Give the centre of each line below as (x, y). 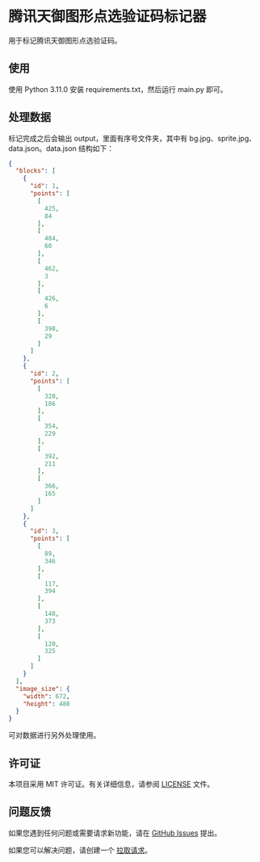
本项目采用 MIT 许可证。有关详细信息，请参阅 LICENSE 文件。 (111, 784)
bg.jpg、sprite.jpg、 (223, 138)
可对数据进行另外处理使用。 (55, 735)
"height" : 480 (46, 704)
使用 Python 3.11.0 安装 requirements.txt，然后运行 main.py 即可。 (118, 89)
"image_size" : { (43, 688)
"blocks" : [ (36, 171)
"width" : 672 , (46, 696)
